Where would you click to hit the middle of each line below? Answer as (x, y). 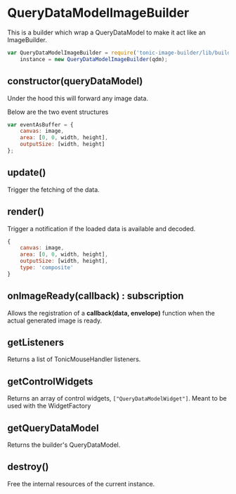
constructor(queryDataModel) (75, 81)
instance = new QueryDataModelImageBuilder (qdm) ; (94, 59)
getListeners (36, 342)
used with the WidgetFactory (49, 406)
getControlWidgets (50, 381)
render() (26, 212)
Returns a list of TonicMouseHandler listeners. (74, 359)
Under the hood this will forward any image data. (78, 98)
